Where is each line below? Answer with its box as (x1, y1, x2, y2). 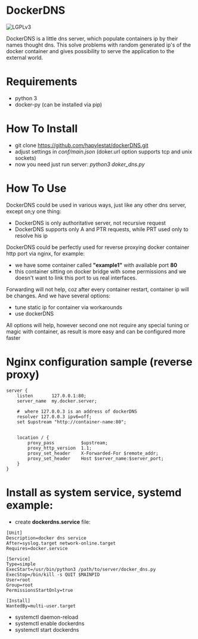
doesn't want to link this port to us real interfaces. (14, 274, 137, 281)
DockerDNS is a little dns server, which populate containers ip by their (6, 35, 178, 42)
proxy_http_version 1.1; (27, 445, 92, 451)
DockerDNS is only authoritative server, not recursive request (14, 219, 166, 226)
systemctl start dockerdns (14, 626, 79, 633)
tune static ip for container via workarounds (14, 303, 122, 311)
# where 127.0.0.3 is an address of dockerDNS (17, 408, 137, 414)
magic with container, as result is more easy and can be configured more (6, 328, 186, 335)
